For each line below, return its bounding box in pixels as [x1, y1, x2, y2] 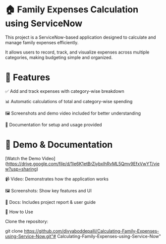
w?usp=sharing [5, 166, 37, 172]
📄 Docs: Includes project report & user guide [5, 199, 96, 205]
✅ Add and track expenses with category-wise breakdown [5, 88, 125, 94]
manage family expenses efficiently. [5, 39, 79, 45]
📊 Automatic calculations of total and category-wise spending [5, 98, 133, 104]
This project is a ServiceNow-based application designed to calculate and [5, 34, 156, 40]
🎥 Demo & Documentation [5, 139, 113, 150]
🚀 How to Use [5, 209, 33, 215]
